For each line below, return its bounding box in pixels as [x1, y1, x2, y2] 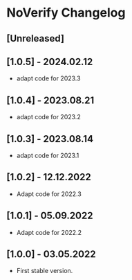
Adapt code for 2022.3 [16, 189, 82, 198]
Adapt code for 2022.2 [16, 228, 82, 236]
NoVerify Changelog [6, 5, 126, 21]
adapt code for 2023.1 [16, 151, 79, 160]
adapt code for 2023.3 [16, 74, 81, 82]
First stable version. [16, 267, 73, 275]
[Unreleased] [6, 33, 65, 44]
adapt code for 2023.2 [16, 113, 81, 121]
